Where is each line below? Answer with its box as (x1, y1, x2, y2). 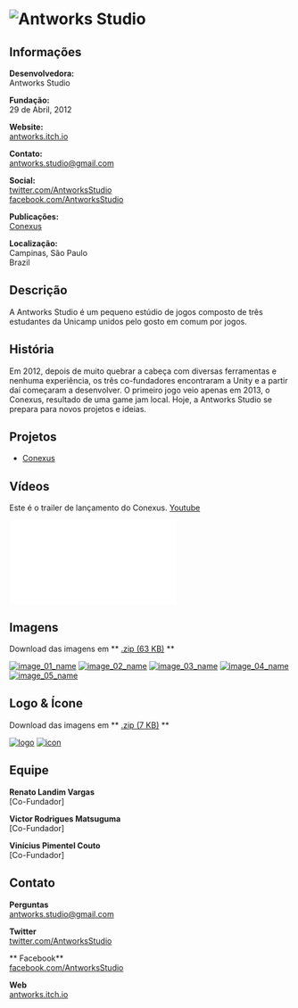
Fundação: (9, 95, 50, 105)
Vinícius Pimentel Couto (9, 839, 101, 851)
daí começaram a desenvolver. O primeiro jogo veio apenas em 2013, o (9, 384, 270, 395)
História (9, 342, 55, 357)
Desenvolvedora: (9, 68, 74, 78)
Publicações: (9, 211, 60, 222)
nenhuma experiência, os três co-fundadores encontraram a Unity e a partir (9, 375, 288, 385)
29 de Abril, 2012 (9, 104, 72, 115)
